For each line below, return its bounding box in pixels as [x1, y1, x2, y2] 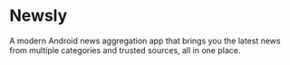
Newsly [9, 5, 68, 26]
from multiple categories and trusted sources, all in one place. [9, 44, 241, 55]
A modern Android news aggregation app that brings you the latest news [9, 35, 281, 46]
